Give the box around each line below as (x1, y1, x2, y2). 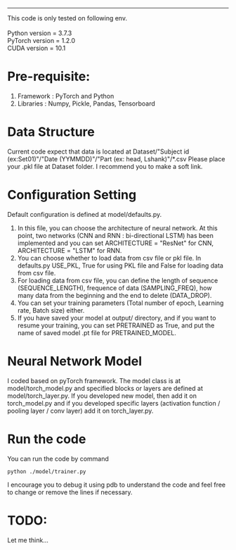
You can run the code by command (7, 454, 109, 463)
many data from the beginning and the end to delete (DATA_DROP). (17, 291, 212, 299)
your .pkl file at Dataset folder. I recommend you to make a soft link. (7, 162, 203, 170)
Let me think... (7, 536, 49, 544)
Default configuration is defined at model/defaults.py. (7, 210, 162, 218)
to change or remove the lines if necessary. (7, 487, 133, 496)
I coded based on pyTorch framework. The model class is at (7, 376, 181, 385)
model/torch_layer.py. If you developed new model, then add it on (7, 392, 197, 400)
